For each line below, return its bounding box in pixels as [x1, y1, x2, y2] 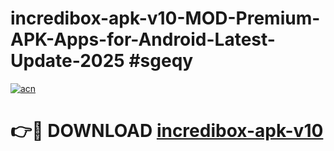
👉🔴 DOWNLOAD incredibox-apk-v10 [10, 120, 324, 142]
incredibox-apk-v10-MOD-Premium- [10, 7, 321, 30]
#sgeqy [128, 50, 194, 72]
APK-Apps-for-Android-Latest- [10, 28, 276, 51]
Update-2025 [10, 50, 125, 72]
